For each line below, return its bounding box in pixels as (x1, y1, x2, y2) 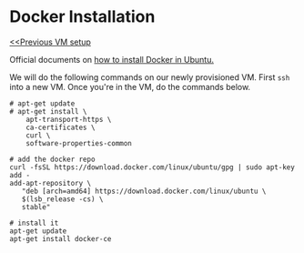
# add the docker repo (9, 155, 96, 164)
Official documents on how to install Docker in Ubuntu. (9, 54, 214, 65)
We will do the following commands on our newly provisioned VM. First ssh (9, 71, 290, 83)
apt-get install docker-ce (9, 234, 112, 243)
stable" (21, 202, 51, 211)
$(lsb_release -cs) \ (21, 194, 104, 204)
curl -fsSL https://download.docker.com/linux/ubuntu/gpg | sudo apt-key (9, 162, 296, 172)
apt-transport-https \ (25, 115, 112, 124)
